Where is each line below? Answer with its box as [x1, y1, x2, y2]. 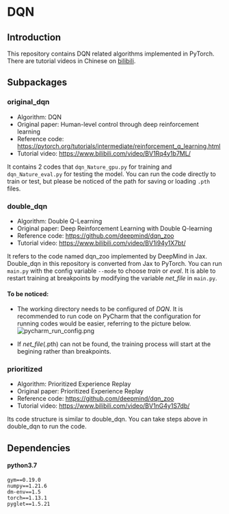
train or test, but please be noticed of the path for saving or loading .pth [7, 177, 211, 185]
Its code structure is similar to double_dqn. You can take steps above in [7, 415, 208, 424]
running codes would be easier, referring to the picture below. [16, 319, 191, 328]
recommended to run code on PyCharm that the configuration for [16, 313, 202, 321]
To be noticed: [7, 289, 49, 298]
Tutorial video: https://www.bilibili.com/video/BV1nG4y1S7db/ [16, 402, 190, 410]
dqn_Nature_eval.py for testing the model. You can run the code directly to [7, 169, 217, 178]
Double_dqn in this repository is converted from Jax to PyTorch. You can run [7, 259, 222, 267]
